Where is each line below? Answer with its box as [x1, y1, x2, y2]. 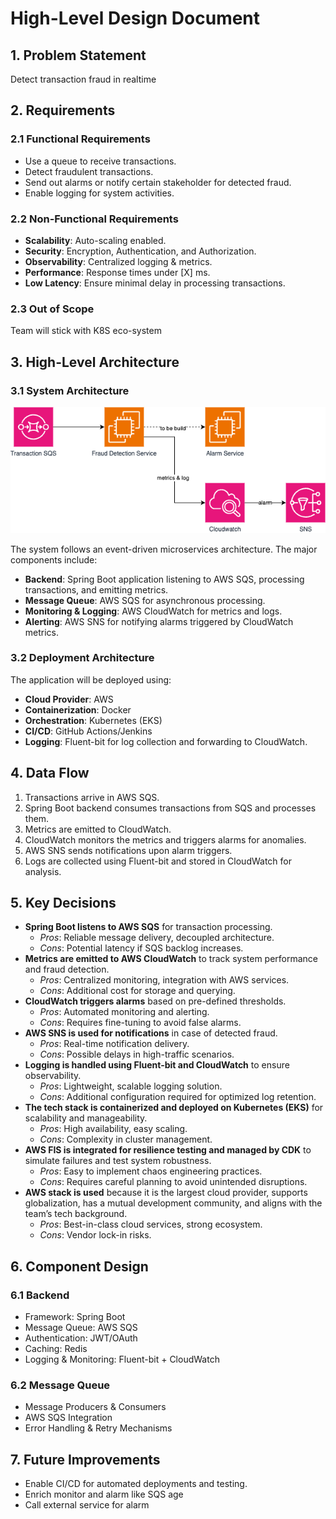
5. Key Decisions [10, 895, 117, 912]
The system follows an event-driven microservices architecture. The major [10, 543, 318, 555]
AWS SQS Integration [24, 1412, 113, 1424]
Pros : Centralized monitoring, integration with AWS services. [39, 974, 290, 986]
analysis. [24, 865, 62, 877]
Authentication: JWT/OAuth [24, 1332, 138, 1344]
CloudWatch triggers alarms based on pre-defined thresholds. [24, 995, 287, 1007]
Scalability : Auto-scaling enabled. [24, 234, 167, 246]
